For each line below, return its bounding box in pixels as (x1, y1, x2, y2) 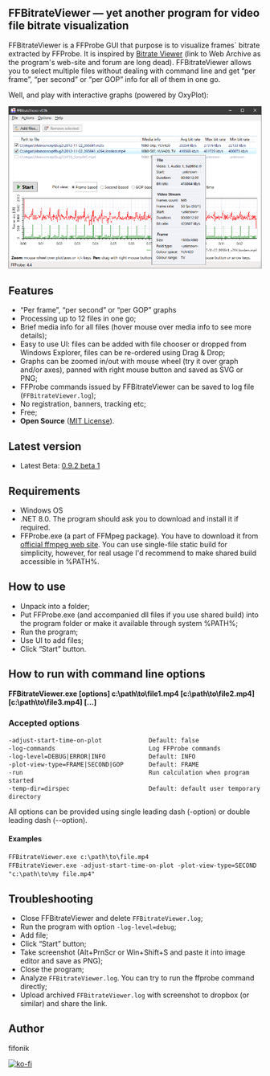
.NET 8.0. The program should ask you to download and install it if (19, 514, 239, 523)
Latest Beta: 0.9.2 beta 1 (19, 461, 100, 471)
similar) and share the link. (19, 998, 108, 1008)
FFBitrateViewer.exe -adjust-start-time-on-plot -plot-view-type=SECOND (8, 861, 257, 870)
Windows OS (19, 505, 63, 515)
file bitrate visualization (8, 19, 129, 33)
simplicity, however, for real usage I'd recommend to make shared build (19, 548, 257, 558)
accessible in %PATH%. (19, 557, 100, 566)
